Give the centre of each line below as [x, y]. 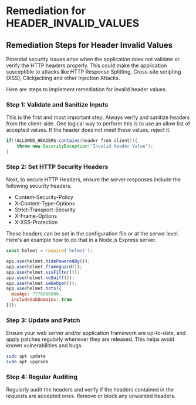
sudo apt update [26, 356]
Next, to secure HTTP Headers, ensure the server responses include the [93, 180]
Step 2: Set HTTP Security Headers [57, 167]
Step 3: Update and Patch [43, 320]
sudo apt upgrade [27, 362]
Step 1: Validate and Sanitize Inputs [57, 104]
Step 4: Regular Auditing [42, 377]
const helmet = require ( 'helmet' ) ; [50, 251]
